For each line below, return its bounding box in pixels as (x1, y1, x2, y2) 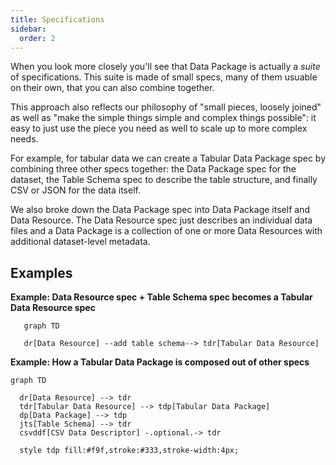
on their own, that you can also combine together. (10, 82, 215, 94)
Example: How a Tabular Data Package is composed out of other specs (10, 356, 310, 368)
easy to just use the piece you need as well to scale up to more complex (10, 122, 308, 135)
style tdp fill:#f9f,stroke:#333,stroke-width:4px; (19, 446, 240, 456)
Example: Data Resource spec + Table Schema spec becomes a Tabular (10, 291, 313, 303)
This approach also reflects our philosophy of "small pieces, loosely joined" (10, 101, 322, 113)
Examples (10, 264, 73, 281)
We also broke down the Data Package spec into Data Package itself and (10, 204, 310, 216)
